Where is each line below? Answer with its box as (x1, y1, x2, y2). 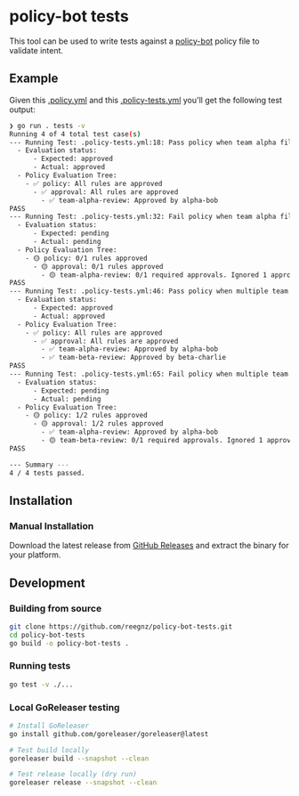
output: (9, 104, 36, 115)
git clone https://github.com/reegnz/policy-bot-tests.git (9, 621, 233, 631)
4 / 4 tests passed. (9, 468, 86, 477)
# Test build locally (9, 745, 90, 754)
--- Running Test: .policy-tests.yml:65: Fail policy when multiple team (9, 370, 289, 378)
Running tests (9, 660, 71, 672)
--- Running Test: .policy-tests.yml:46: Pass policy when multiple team (9, 287, 289, 296)
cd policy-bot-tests (9, 630, 86, 639)
